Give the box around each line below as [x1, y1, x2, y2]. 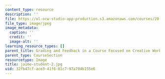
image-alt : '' [9, 39, 38, 44]
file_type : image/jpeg [5, 21, 52, 26]
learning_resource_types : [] [5, 44, 65, 49]
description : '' [5, 12, 38, 17]
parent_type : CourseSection [5, 53, 63, 58]
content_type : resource [5, 7, 54, 12]
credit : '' [9, 35, 32, 40]
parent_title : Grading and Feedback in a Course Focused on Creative [5, 48, 151, 53]
